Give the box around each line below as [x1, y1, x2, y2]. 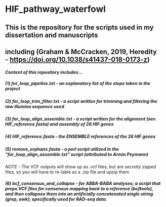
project [5, 85, 21, 92]
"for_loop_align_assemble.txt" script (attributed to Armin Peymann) [5, 151, 149, 157]
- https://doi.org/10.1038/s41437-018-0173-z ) [5, 55, 150, 64]
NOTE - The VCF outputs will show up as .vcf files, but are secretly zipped [5, 164, 157, 170]
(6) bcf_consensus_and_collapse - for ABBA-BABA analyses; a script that [5, 180, 161, 186]
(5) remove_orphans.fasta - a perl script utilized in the [5, 146, 119, 152]
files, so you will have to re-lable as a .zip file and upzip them [5, 169, 129, 175]
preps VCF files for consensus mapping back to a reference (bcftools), [5, 185, 153, 191]
